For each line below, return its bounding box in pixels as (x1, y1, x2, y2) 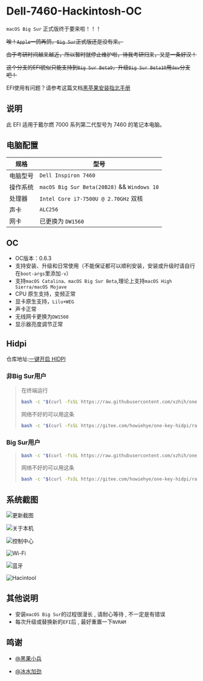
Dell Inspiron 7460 (39, 171, 95, 179)
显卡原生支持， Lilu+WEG (14, 298, 74, 305)
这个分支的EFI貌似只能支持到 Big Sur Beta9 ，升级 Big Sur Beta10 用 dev (6, 64, 180, 71)
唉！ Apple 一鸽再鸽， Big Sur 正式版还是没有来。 (6, 38, 124, 45)
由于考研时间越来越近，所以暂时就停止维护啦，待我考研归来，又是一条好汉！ (6, 50, 197, 58)
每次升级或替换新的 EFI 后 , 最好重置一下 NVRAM (14, 618, 126, 625)
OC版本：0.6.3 (14, 254, 52, 262)
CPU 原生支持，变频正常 (14, 290, 76, 297)
